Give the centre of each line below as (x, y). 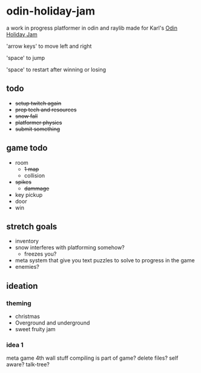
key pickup (29, 194)
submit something (38, 129)
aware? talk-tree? (28, 365)
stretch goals (32, 226)
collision (35, 175)
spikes (23, 182)
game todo (27, 148)
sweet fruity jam (35, 329)
